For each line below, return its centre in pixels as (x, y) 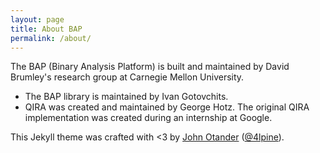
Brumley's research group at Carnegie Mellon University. (127, 77)
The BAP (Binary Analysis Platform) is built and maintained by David (150, 67)
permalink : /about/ (51, 38)
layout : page (37, 19)
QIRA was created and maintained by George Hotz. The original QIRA (167, 107)
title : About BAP (46, 29)
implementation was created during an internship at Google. (148, 118)
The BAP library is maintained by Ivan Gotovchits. (126, 97)
